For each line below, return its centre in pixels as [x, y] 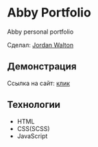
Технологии [34, 105]
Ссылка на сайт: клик [39, 83]
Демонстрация [42, 67]
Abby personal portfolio [40, 32]
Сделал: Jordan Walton [40, 45]
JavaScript [32, 136]
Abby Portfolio [49, 13]
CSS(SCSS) [33, 128]
